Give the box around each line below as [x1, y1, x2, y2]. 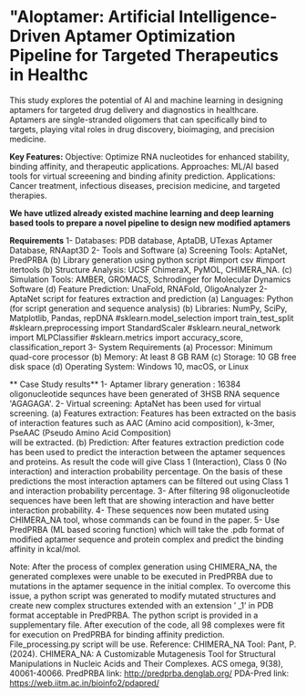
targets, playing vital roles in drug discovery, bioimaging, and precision [9, 123, 275, 134]
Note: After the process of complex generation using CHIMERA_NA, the [9, 561, 278, 572]
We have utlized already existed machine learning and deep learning [9, 207, 274, 218]
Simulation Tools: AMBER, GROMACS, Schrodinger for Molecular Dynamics [9, 274, 291, 285]
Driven [9, 26, 61, 47]
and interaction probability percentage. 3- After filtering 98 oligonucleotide [9, 485, 291, 496]
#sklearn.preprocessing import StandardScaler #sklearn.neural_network [9, 322, 280, 333]
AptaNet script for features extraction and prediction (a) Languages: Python [9, 293, 294, 304]
